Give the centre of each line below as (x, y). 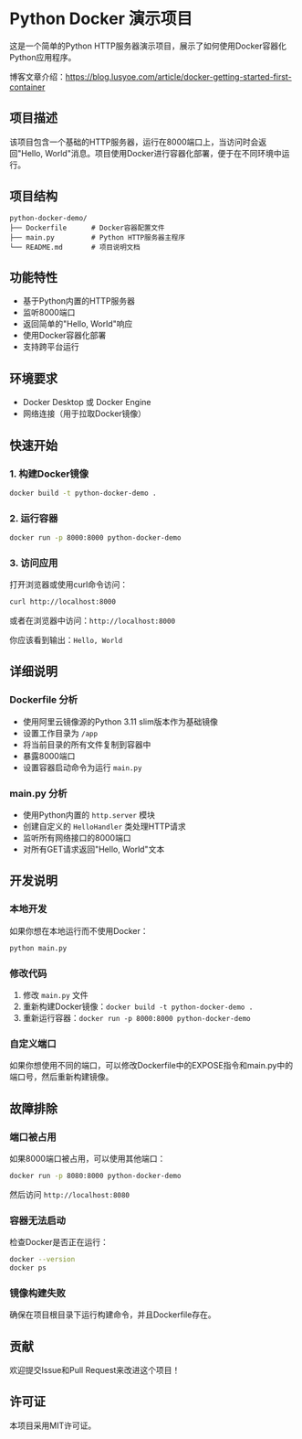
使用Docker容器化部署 (64, 336)
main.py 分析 (38, 793)
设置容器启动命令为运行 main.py (82, 767)
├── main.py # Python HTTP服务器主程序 (97, 237)
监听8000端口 (49, 313)
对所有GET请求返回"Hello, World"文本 (94, 849)
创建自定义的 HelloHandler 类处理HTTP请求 (104, 827)
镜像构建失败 (38, 1293)
